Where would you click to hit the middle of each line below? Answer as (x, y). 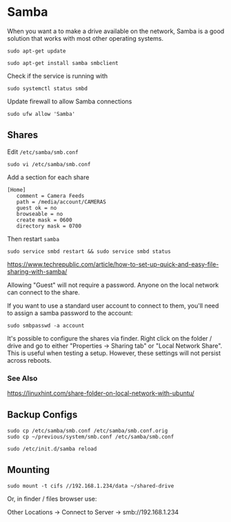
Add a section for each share (48, 177)
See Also (22, 378)
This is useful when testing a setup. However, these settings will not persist (114, 353)
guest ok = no (37, 208)
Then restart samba (33, 239)
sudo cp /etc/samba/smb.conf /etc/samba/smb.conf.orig (88, 431)
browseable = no (40, 214)
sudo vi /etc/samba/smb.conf (49, 164)
